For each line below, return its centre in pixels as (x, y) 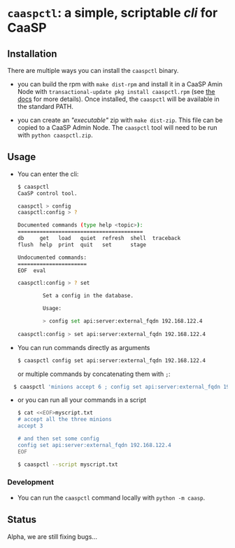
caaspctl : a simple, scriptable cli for (113, 13)
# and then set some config (58, 439)
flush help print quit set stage (82, 245)
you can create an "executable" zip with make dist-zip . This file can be (120, 120)
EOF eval (32, 270)
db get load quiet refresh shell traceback (99, 239)
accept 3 (30, 426)
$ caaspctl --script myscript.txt (67, 465)
